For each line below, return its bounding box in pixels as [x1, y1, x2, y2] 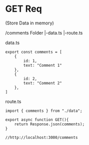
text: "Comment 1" [23, 63, 62, 68]
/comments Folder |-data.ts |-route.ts [5, 30, 83, 36]
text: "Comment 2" [23, 80, 62, 85]
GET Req [5, 3, 42, 15]
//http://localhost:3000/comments [5, 135, 78, 140]
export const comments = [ [5, 49, 62, 54]
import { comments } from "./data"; [5, 108, 82, 113]
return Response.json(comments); [14, 122, 85, 127]
